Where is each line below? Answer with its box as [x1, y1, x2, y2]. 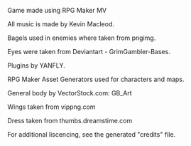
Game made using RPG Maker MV [7, 6, 107, 14]
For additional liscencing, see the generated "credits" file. [7, 130, 176, 138]
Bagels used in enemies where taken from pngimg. [7, 33, 156, 42]
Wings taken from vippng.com [7, 103, 96, 111]
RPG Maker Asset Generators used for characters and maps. [7, 75, 185, 83]
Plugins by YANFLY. [7, 61, 65, 70]
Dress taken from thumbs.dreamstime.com [7, 117, 133, 125]
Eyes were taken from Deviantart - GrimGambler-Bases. [7, 48, 170, 56]
